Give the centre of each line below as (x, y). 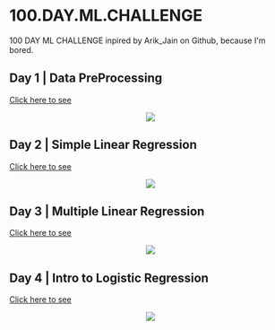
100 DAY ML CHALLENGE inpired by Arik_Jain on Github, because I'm (137, 40)
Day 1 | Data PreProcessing (86, 78)
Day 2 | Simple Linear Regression (103, 145)
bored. (21, 49)
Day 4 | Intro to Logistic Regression (109, 278)
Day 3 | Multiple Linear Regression (107, 211)
